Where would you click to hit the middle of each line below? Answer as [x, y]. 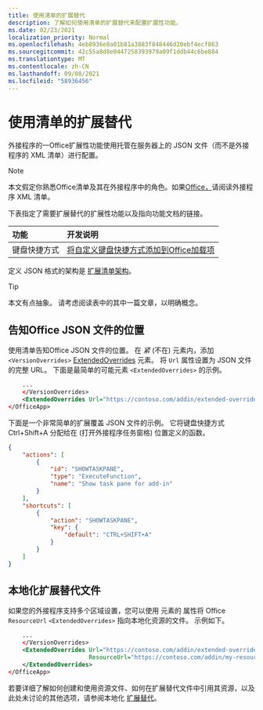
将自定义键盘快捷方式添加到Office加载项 [141, 250]
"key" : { [64, 528]
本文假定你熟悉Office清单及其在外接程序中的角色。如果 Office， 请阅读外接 [127, 187]
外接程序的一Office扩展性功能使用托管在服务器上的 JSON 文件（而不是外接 [129, 145]
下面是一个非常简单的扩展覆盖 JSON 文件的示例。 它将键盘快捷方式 [117, 422]
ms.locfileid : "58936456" [50, 81]
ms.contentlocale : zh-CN [49, 67]
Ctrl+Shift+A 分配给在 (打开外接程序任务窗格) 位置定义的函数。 [109, 432]
